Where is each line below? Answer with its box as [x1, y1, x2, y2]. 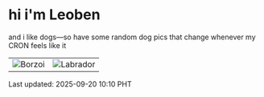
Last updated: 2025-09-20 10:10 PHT [8, 79, 132, 89]
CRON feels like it [8, 40, 67, 50]
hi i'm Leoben [8, 6, 101, 24]
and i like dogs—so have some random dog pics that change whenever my [8, 32, 256, 42]
